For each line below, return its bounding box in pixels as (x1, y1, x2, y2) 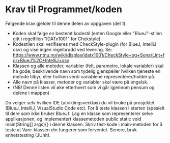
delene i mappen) (12, 90, 50, 96)
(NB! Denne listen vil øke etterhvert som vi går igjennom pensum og (12, 84, 155, 90)
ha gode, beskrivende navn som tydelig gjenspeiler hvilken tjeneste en (12, 68, 161, 74)
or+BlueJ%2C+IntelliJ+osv (12, 57, 70, 63)
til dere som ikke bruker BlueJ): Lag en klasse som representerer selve (5, 110, 153, 117)
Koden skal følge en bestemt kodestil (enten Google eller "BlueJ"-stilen (12, 30, 162, 36)
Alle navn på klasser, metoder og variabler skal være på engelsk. (12, 79, 149, 85)
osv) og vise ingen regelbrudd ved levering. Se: (12, 46, 112, 52)
